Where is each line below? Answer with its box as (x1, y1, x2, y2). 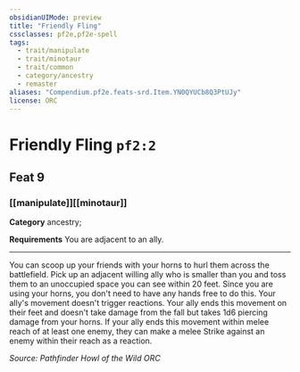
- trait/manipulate (17, 46, 90, 55)
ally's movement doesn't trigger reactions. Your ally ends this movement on (9, 298, 287, 309)
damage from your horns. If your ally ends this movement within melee (9, 317, 270, 327)
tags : (9, 37, 29, 47)
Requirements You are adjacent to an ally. (9, 234, 164, 245)
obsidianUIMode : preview (9, 12, 102, 22)
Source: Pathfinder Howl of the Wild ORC (9, 353, 161, 364)
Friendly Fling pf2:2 (9, 135, 157, 154)
